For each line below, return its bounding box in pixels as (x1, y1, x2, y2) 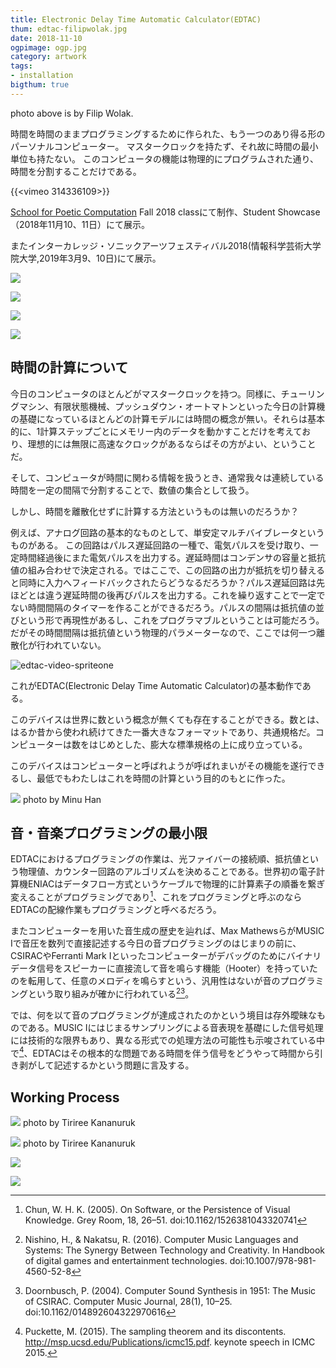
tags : (10, 61, 33, 71)
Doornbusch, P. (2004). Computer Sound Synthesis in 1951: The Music (24, 1285, 317, 1297)
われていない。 (44, 639, 107, 651)
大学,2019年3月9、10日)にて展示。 (18, 252, 162, 264)
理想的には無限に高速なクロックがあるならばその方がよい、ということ (27, 437, 317, 450)
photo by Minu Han (22, 793, 102, 805)
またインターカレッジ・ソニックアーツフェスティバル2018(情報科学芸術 (10, 239, 304, 251)
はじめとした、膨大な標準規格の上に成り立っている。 (88, 738, 308, 750)
